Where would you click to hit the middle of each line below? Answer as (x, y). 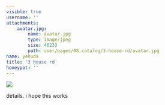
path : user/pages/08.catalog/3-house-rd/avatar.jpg (94, 51)
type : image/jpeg (49, 40)
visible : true (24, 12)
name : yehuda (22, 56)
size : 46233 (43, 46)
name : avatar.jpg (49, 34)
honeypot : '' (22, 67)
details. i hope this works (37, 96)
